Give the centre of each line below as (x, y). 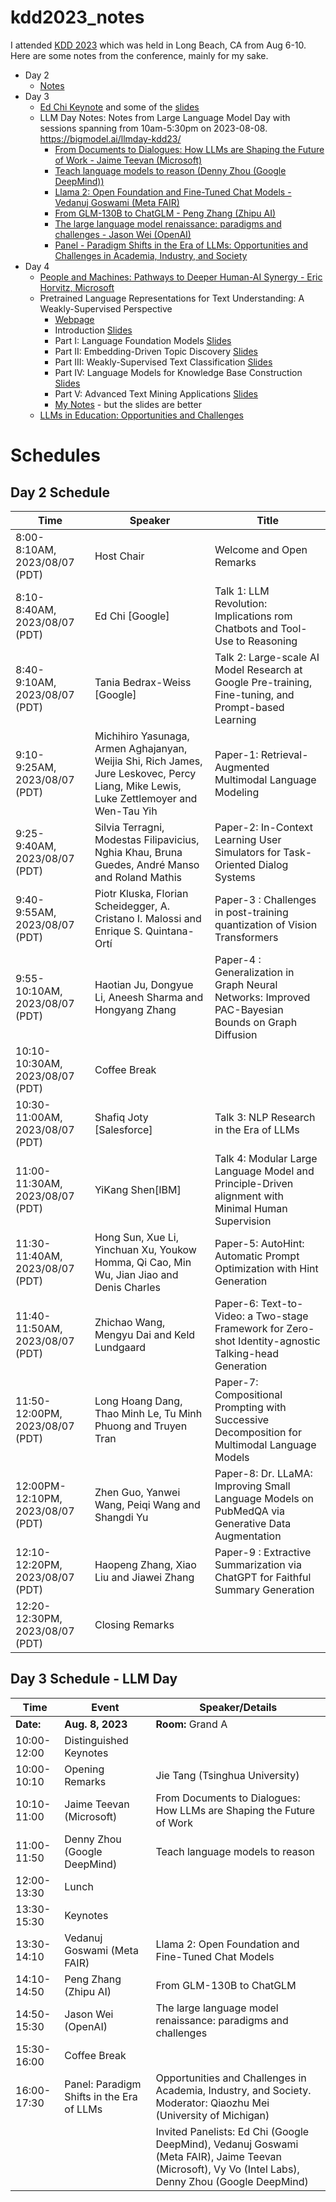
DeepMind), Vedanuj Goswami (227, 2144)
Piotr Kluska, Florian (141, 893)
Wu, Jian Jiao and (136, 1274)
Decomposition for (258, 1432)
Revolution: (241, 603)
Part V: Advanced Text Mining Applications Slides (156, 393)
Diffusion (236, 1034)
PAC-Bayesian (249, 1009)
